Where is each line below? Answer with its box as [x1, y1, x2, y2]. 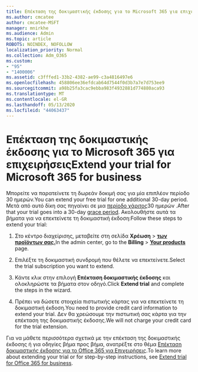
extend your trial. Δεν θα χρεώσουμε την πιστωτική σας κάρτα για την [14, 311, 187, 318]
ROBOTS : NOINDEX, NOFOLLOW [6, 42, 72, 48]
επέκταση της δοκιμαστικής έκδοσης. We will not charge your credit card [14, 317, 192, 324]
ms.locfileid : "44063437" [6, 107, 70, 113]
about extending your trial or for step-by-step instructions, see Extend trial [6, 353, 187, 360]
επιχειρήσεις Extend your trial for [6, 157, 171, 171]
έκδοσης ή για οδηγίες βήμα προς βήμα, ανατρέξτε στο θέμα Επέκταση [6, 341, 182, 348]
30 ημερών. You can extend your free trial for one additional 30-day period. [6, 196, 189, 203]
